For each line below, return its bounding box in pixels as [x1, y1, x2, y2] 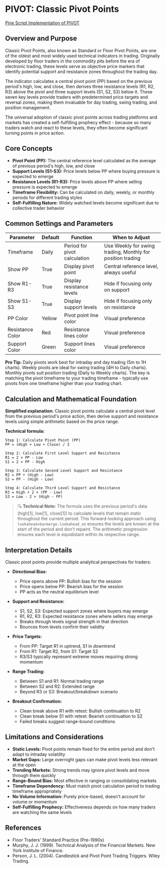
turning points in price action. [5, 130, 65, 136]
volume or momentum [12, 799, 57, 804]
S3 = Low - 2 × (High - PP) [5, 494, 63, 499]
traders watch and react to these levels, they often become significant [5, 125, 148, 131]
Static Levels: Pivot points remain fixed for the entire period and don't [12, 746, 155, 752]
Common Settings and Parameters [5, 219, 114, 228]
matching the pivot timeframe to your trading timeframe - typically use [5, 375, 148, 381]
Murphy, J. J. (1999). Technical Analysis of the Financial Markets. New [12, 842, 156, 848]
